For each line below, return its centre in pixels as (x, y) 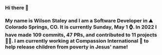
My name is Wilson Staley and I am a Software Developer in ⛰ (79, 20)
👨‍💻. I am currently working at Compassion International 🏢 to (77, 41)
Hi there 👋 (17, 8)
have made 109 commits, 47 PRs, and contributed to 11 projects (81, 35)
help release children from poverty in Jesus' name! (66, 47)
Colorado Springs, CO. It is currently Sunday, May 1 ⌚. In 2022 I (81, 27)
